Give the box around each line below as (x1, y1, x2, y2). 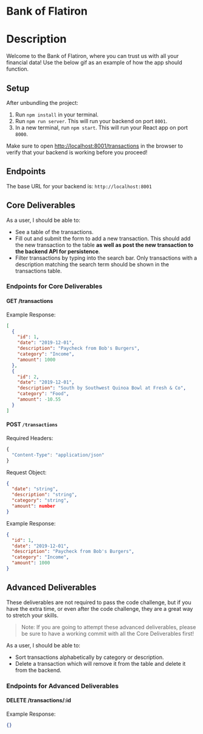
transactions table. (15, 267, 62, 274)
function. (6, 65, 29, 73)
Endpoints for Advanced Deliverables (6, 682, 119, 690)
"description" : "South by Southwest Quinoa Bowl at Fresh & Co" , (17, 385, 187, 391)
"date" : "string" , (12, 486, 59, 492)
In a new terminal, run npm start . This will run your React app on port (15, 124, 188, 131)
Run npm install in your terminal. (15, 111, 99, 118)
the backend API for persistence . (15, 248, 100, 255)
